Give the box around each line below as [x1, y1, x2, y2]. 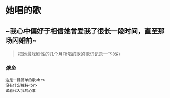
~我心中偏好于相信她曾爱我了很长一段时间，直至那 [5, 27, 165, 35]
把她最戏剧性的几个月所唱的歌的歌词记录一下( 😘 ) [17, 51, 120, 57]
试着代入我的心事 [5, 88, 36, 93]
